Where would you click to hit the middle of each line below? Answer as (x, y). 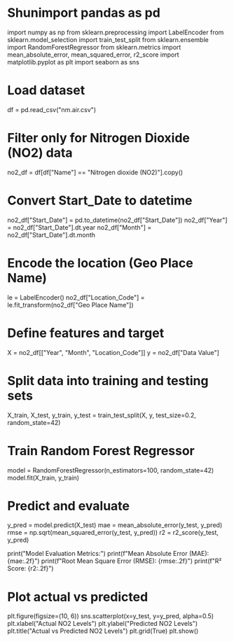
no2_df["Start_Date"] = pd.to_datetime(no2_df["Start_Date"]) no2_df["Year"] (117, 220)
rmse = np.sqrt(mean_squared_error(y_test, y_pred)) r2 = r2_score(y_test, (113, 533)
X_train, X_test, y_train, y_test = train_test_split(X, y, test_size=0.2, (102, 415)
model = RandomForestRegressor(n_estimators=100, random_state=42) (111, 470)
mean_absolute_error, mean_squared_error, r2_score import (93, 55)
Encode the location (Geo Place (101, 263)
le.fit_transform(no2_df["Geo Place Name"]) (71, 305)
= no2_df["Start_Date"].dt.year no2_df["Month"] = (80, 227)
